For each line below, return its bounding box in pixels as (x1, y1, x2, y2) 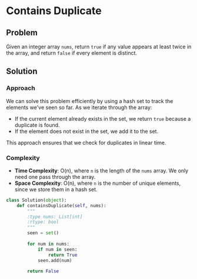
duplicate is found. (14, 121, 60, 128)
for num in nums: (27, 241, 69, 247)
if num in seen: (37, 246, 78, 253)
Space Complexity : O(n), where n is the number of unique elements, (14, 180, 181, 187)
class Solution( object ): (6, 197, 67, 203)
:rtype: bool (27, 219, 59, 225)
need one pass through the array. (14, 173, 96, 180)
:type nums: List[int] (27, 214, 83, 220)
